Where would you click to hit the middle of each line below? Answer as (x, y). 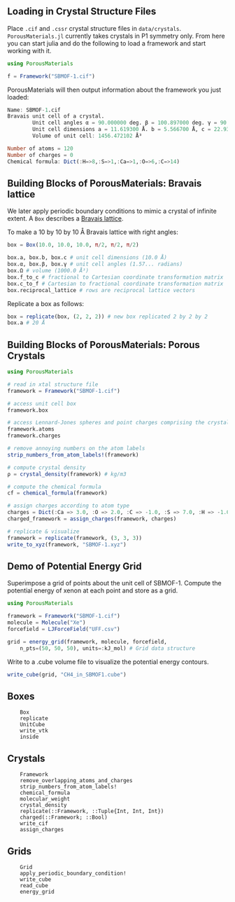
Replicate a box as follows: (46, 303)
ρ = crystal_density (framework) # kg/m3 (67, 474)
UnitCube (33, 725)
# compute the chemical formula (54, 487)
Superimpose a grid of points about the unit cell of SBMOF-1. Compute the (114, 583)
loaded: (18, 97)
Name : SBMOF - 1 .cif (34, 110)
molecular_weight (45, 799)
